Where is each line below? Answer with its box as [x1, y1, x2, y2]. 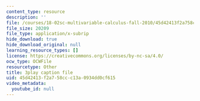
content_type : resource [6, 8, 65, 15]
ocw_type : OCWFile [6, 58, 52, 64]
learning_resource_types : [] [6, 48, 79, 53]
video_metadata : [6, 81, 46, 87]
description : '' [6, 14, 46, 20]
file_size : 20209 [6, 25, 49, 31]
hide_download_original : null [6, 42, 82, 48]
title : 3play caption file [6, 70, 73, 75]
